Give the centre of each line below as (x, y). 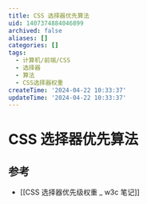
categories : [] (34, 46)
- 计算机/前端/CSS (43, 61)
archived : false (35, 30)
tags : (17, 53)
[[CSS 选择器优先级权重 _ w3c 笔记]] (79, 192)
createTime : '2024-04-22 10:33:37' (68, 90)
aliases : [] (28, 38)
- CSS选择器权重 (40, 82)
